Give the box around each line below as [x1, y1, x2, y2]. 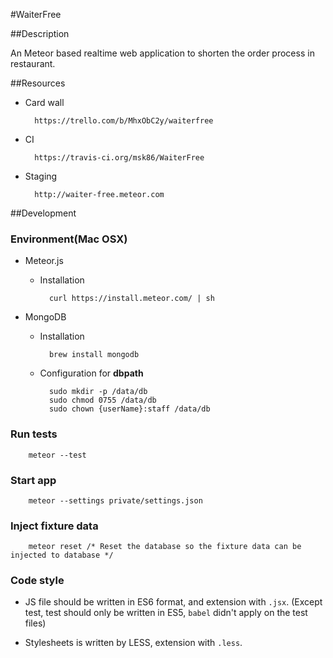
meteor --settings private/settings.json [28, 495, 203, 506]
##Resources [10, 77, 66, 89]
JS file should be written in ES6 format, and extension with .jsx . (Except [24, 596, 323, 608]
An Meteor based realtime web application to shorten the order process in [10, 47, 315, 59]
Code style [10, 574, 65, 588]
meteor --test [28, 450, 87, 460]
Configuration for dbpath [39, 367, 144, 379]
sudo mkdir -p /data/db [48, 387, 148, 397]
